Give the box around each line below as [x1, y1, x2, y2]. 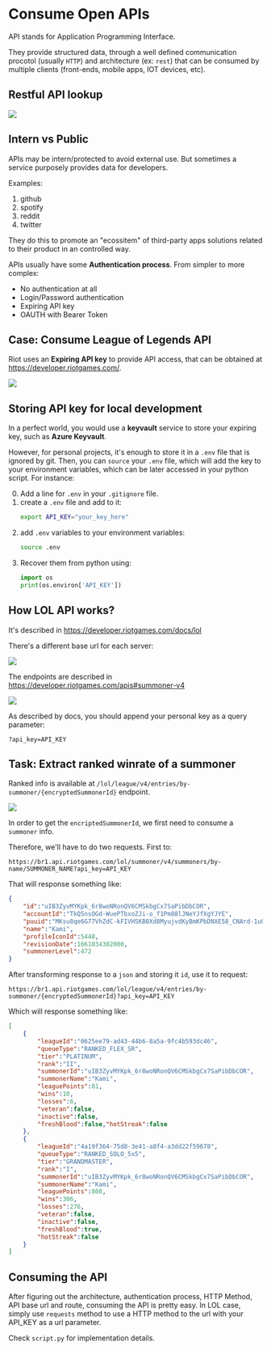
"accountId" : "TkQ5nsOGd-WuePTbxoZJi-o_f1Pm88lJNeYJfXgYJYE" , [23, 910, 232, 918]
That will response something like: [8, 879, 123, 889]
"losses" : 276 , [37, 1203, 85, 1211]
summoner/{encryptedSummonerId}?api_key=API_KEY [8, 993, 175, 1001]
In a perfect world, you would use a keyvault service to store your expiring [8, 423, 256, 433]
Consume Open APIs [8, 5, 150, 23]
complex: [8, 268, 40, 277]
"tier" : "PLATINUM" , [37, 1052, 103, 1061]
